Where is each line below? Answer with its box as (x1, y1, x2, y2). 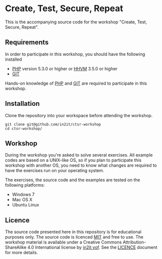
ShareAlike (5, 244, 27, 250)
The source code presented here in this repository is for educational (5, 229, 142, 235)
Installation (5, 100, 40, 108)
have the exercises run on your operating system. (5, 168, 105, 173)
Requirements (5, 38, 49, 47)
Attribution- (123, 239, 146, 245)
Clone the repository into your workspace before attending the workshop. (5, 112, 153, 118)
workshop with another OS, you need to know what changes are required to (5, 162, 157, 168)
